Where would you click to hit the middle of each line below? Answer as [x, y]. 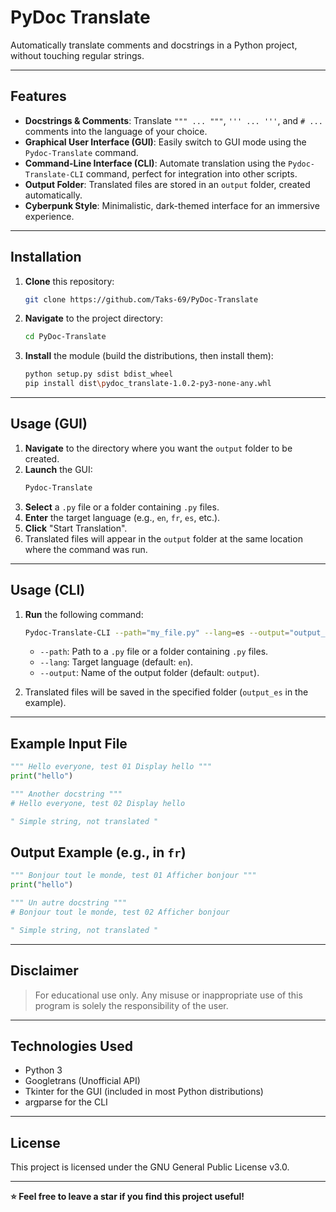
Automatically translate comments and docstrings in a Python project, [154, 45]
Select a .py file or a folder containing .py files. [122, 507]
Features [38, 96]
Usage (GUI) [49, 424]
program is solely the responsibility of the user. [131, 1005]
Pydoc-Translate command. [81, 152]
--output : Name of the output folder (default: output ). [149, 673]
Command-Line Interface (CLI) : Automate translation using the [155, 163]
